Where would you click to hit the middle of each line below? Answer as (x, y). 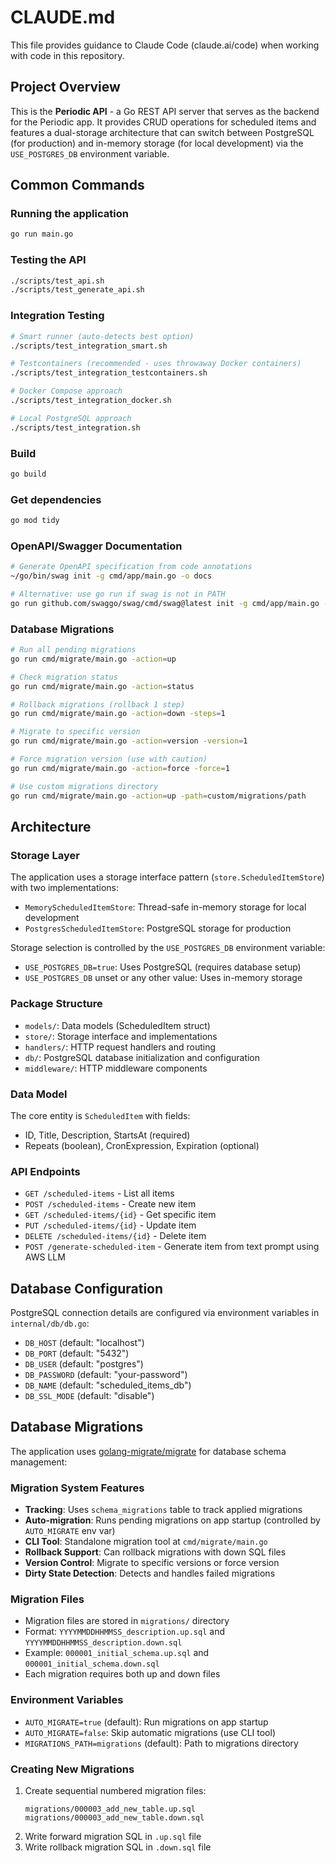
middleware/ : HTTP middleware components (116, 1068)
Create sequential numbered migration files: (115, 1790)
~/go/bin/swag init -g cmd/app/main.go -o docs (111, 576)
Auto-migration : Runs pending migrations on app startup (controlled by (172, 1520)
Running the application (69, 214)
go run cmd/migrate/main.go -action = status (102, 686)
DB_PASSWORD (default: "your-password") (106, 1374)
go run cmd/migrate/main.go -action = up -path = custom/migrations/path (158, 796)
